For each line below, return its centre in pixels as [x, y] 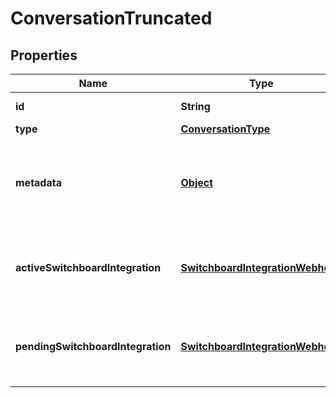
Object [197, 182]
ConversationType [225, 129]
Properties [44, 55]
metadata [38, 182]
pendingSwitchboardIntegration [93, 346]
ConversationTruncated [111, 18]
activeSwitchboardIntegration [88, 267]
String [195, 106]
